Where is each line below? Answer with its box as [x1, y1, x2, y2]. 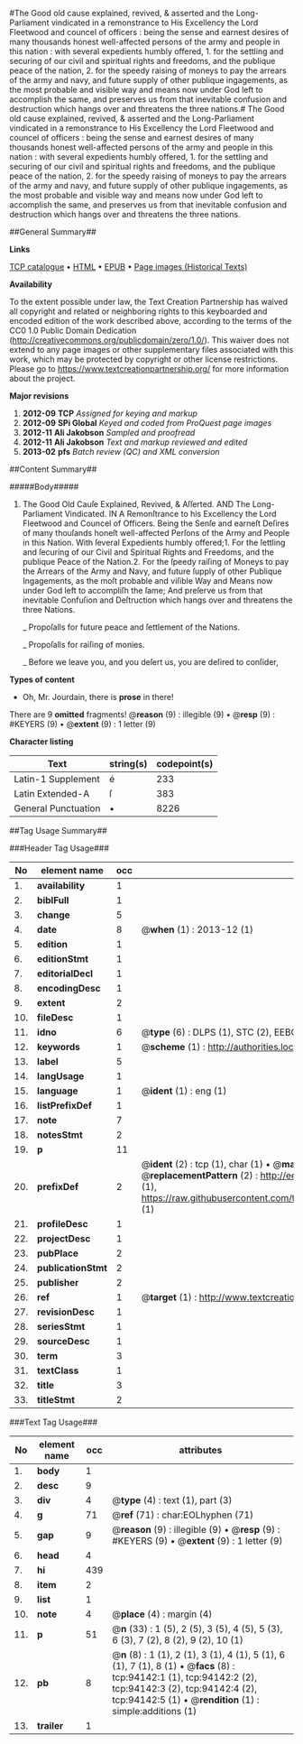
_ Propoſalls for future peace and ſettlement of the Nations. [22, 622, 241, 632]
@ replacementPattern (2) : [141, 1169, 259, 1181]
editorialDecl [37, 967, 93, 980]
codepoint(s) [156, 758, 214, 770]
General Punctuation [14, 802, 101, 815]
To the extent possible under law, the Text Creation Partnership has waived [9, 297, 289, 307]
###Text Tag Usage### [9, 1416, 98, 1427]
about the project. [9, 374, 76, 383]
